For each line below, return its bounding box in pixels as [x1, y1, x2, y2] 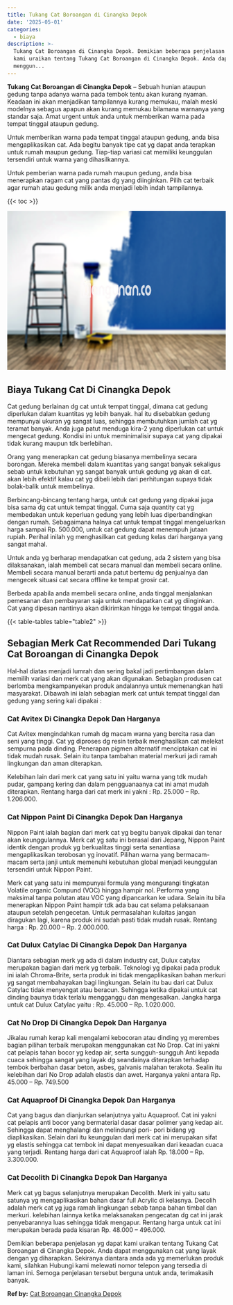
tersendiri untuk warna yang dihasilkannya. [7, 155, 130, 163]
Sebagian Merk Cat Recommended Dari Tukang [7, 637, 216, 650]
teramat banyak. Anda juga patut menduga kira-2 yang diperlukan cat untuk [7, 424, 224, 433]
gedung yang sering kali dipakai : [7, 696, 102, 705]
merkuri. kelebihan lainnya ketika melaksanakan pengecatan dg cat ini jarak [7, 1210, 223, 1219]
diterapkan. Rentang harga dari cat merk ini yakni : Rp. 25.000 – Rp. [7, 787, 200, 796]
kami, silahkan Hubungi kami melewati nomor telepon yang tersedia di [7, 1261, 207, 1270]
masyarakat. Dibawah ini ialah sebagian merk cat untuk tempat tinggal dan [7, 689, 221, 697]
